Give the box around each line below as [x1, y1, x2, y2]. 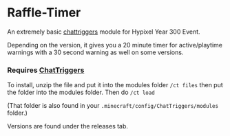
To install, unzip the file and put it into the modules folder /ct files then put [7, 81, 224, 89]
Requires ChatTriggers [7, 65, 85, 75]
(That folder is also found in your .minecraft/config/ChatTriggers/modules [7, 102, 219, 110]
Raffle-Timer [7, 5, 81, 21]
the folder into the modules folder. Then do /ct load [7, 88, 155, 97]
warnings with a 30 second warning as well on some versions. [7, 48, 184, 56]
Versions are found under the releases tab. [7, 122, 129, 131]
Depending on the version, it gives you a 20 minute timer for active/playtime [7, 41, 222, 49]
